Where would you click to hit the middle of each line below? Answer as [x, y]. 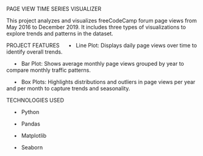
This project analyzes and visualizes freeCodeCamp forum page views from [101, 20]
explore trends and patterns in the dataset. [60, 34]
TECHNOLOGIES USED [35, 100]
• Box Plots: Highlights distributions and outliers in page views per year [105, 82]
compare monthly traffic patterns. [49, 70]
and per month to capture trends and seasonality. [68, 88]
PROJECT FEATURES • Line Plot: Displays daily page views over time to [101, 45]
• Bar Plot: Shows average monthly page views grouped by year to [99, 64]
